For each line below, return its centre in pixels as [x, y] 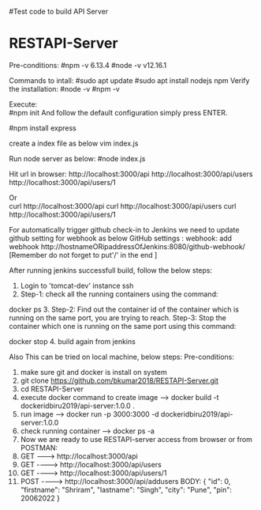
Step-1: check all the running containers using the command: [119, 294]
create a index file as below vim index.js [74, 143]
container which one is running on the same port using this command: [123, 326]
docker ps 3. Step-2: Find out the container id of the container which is [124, 309]
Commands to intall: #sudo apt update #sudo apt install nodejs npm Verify [129, 80]
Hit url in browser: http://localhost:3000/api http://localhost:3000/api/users [131, 174]
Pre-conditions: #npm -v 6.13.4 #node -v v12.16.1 [88, 65]
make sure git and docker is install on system [94, 372]
